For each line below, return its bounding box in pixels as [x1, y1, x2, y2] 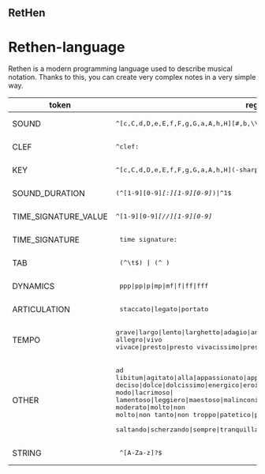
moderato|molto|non [115, 403, 185, 412]
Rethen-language [8, 38, 125, 56]
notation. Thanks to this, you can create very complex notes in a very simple [8, 73, 256, 82]
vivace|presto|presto [115, 343, 193, 352]
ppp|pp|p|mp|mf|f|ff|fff [119, 282, 209, 291]
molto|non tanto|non [115, 411, 189, 419]
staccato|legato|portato [119, 305, 209, 314]
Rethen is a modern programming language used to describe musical [8, 64, 233, 73]
